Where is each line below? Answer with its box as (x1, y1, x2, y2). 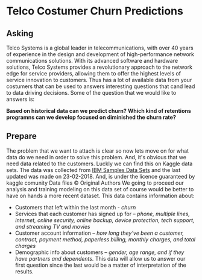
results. (14, 267, 34, 275)
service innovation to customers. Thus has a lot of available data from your (6, 77, 192, 83)
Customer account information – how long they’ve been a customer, (14, 229, 185, 237)
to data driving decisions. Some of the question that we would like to (6, 89, 177, 96)
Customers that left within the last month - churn (14, 203, 136, 211)
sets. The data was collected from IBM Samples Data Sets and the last (6, 166, 181, 173)
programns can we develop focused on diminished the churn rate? (6, 113, 177, 121)
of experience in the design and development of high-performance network (6, 51, 195, 58)
